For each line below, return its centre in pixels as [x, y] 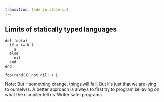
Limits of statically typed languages [61, 30]
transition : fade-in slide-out [37, 10]
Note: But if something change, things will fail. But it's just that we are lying [81, 84]
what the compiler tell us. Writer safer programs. [54, 95]
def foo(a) [16, 41]
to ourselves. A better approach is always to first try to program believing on [82, 89]
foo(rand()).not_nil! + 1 [31, 75]
